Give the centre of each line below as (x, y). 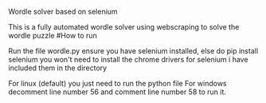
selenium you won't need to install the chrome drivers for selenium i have (128, 59)
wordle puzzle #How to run (53, 36)
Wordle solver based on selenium (63, 12)
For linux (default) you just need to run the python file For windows (117, 83)
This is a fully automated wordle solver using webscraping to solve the (124, 27)
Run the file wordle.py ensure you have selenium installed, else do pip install (133, 51)
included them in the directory (58, 68)
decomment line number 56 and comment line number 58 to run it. (117, 92)
